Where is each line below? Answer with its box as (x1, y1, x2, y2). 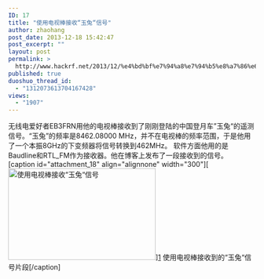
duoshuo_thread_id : (8, 77, 72, 85)
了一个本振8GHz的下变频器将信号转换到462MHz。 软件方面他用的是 (8, 141, 229, 150)
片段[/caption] (14, 263, 61, 272)
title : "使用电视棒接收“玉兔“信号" (8, 19, 112, 27)
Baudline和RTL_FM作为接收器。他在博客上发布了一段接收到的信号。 (8, 150, 228, 161)
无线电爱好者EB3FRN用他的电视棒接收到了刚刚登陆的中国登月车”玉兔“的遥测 (8, 121, 255, 131)
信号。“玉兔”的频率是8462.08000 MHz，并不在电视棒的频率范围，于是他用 (8, 131, 251, 141)
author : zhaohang (8, 26, 65, 34)
